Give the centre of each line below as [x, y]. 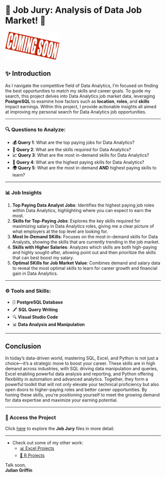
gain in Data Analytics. [35, 273]
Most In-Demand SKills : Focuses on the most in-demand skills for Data [85, 237]
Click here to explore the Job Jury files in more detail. [60, 428]
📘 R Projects [32, 455]
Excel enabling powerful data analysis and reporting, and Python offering [80, 374]
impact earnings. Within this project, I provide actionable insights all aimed [81, 106]
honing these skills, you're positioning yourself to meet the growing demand [82, 395]
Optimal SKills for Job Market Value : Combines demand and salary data [86, 263]
